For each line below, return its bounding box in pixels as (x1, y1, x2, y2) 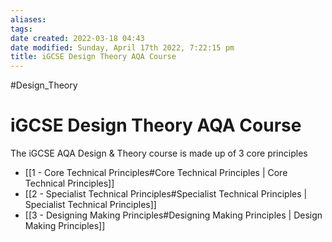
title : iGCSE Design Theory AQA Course (10, 52, 177, 62)
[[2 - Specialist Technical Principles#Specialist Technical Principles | (24, 188, 308, 200)
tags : (10, 24, 33, 34)
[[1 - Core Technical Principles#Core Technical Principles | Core (24, 167, 288, 179)
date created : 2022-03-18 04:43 (10, 33, 145, 43)
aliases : (10, 14, 47, 25)
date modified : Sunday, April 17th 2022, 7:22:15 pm (10, 42, 235, 53)
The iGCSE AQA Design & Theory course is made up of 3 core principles (10, 147, 308, 160)
